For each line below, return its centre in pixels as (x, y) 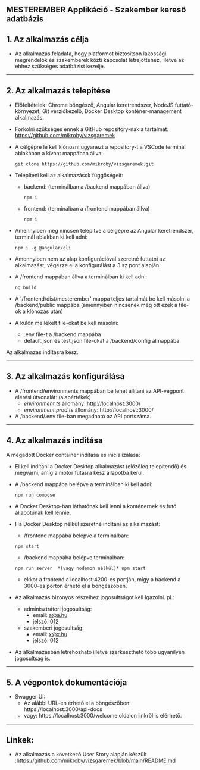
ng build (26, 288)
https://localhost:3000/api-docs (63, 709)
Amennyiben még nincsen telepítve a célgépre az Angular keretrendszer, (104, 231)
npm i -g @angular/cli (43, 248)
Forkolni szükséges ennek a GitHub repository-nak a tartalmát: (91, 129)
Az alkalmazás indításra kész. (42, 352)
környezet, (28, 111)
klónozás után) (45, 311)
